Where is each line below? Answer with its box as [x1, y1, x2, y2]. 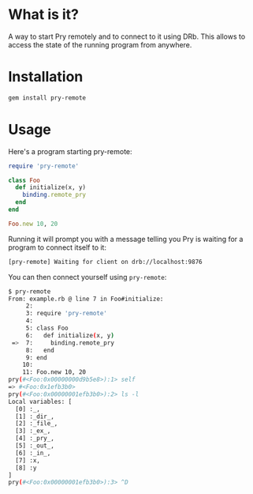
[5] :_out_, [15, 442, 55, 450]
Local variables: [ [8, 398, 73, 405]
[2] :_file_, [15, 420, 58, 428]
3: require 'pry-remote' [25, 310, 108, 318]
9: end [25, 353, 47, 361]
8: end [25, 346, 55, 354]
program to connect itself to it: [8, 243, 106, 252]
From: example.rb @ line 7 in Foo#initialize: [8, 295, 164, 303]
